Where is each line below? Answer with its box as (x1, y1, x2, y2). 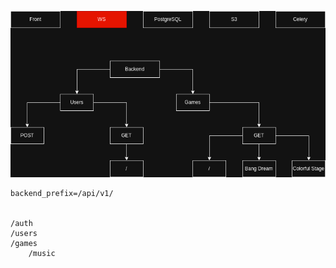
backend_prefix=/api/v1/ (10, 188, 114, 198)
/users (10, 228, 38, 238)
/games (10, 238, 38, 248)
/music (28, 248, 56, 258)
